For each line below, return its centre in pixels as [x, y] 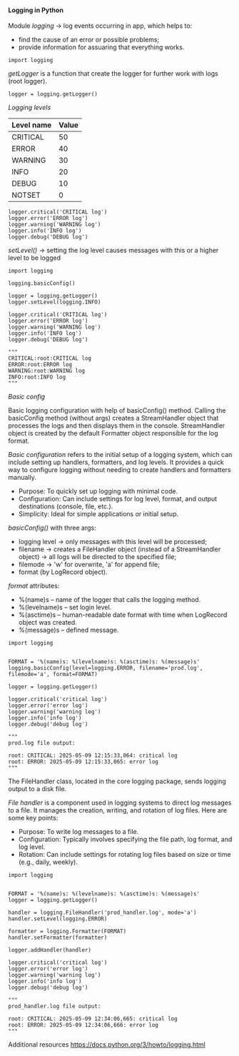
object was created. [47, 623]
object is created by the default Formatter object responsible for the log [113, 433]
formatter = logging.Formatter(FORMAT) [67, 932]
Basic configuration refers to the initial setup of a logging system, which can [120, 455]
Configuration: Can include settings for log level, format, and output [118, 499]
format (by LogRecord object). [63, 572]
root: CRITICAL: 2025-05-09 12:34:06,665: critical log [93, 1019]
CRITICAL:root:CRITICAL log [50, 358]
